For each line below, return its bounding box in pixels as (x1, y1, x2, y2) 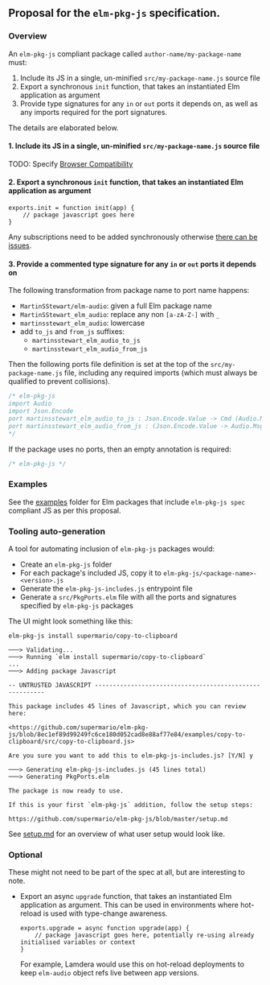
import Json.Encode (8, 407, 74, 415)
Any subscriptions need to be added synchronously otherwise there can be (8, 233, 258, 242)
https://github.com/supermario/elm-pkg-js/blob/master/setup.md (8, 815, 228, 823)
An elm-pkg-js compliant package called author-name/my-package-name (8, 48, 242, 59)
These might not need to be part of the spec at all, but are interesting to (8, 868, 245, 877)
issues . (8, 241, 32, 250)
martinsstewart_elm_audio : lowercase (19, 318, 145, 328)
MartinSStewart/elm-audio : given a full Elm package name (19, 301, 212, 311)
